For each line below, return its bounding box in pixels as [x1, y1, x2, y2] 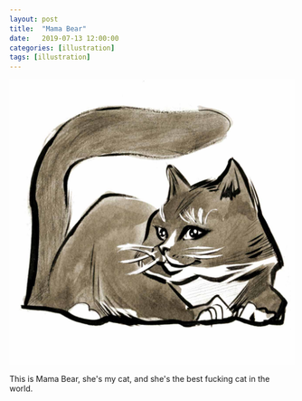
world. [9, 383, 33, 394]
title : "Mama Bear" [9, 24, 88, 33]
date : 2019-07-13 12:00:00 [9, 33, 119, 43]
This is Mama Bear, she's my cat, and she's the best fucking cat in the [9, 374, 270, 385]
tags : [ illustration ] [9, 53, 91, 62]
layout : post [9, 14, 59, 24]
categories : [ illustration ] [9, 43, 116, 53]
